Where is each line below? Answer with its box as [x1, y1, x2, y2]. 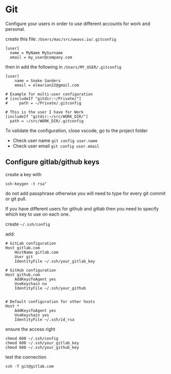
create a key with [5, 171, 42, 177]
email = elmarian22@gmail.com [14, 82, 80, 88]
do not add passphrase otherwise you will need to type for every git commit [5, 190, 166, 196]
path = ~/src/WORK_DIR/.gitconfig [10, 118, 84, 123]
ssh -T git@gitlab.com [5, 364, 54, 369]
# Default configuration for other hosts [5, 299, 96, 304]
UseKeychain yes [14, 313, 50, 318]
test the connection [5, 354, 47, 360]
